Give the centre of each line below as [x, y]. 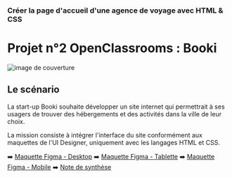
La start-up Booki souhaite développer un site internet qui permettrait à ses [116, 107]
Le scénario [33, 90]
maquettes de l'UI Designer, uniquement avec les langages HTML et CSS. [114, 142]
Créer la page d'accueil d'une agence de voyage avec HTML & [115, 11]
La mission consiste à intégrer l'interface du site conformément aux [105, 135]
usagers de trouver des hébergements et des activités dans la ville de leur [115, 114]
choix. [16, 121]
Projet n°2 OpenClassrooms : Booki [112, 48]
